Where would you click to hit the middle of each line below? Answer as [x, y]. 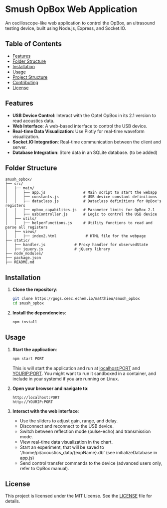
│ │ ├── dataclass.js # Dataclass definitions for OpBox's [83, 201]
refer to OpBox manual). [44, 468]
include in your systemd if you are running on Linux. [66, 379]
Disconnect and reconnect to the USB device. [67, 426]
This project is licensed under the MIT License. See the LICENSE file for [79, 496]
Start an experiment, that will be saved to [62, 447]
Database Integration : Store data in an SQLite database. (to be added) [85, 152]
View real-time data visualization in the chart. [66, 442]
